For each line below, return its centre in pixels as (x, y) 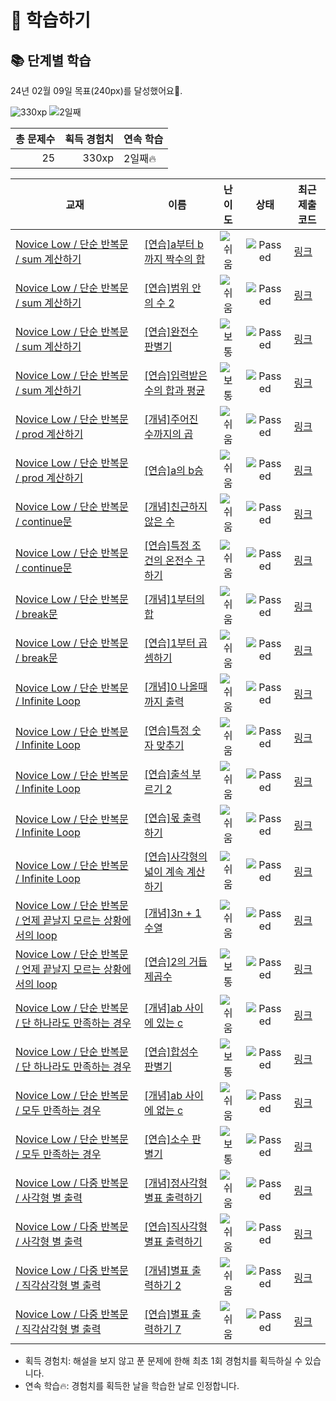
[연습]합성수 (171, 1051)
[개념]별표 (167, 1270)
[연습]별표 (167, 1314)
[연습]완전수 (171, 331)
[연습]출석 (167, 774)
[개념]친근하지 (176, 506)
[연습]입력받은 (176, 375)
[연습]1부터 (170, 643)
